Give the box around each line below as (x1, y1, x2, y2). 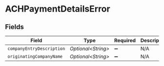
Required (114, 37, 136, 44)
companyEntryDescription (7, 46, 65, 51)
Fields (5, 23, 24, 31)
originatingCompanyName (7, 54, 63, 59)
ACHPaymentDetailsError (5, 3, 111, 15)
